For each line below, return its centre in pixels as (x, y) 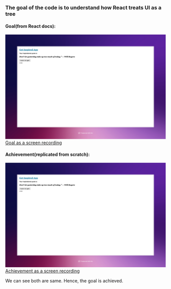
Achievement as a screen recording (42, 271)
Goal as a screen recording (34, 142)
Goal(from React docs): (31, 26)
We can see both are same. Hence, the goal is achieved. (64, 280)
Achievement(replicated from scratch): (48, 154)
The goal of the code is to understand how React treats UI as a (83, 8)
